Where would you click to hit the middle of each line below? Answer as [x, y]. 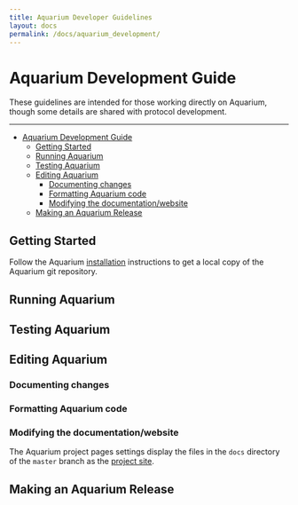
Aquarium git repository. [53, 272]
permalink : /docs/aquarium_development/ [85, 34]
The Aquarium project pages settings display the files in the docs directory [145, 452]
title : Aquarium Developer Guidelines [81, 17]
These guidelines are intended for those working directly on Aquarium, [138, 102]
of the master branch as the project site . [82, 462]
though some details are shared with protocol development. [118, 112]
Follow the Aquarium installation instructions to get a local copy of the [137, 262]
